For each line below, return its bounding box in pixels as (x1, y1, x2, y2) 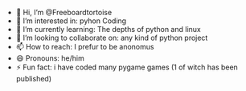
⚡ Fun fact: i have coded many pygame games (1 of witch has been (15, 62, 239, 72)
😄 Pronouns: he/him (15, 53, 84, 63)
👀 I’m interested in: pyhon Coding (15, 16, 127, 26)
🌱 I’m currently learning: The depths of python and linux (15, 25, 201, 34)
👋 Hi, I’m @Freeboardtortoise (15, 8, 113, 17)
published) (15, 74, 52, 83)
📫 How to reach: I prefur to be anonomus (15, 42, 154, 51)
